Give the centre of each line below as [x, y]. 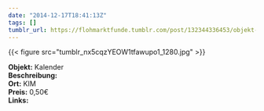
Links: [18, 100]
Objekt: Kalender [36, 67]
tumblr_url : [27, 30]
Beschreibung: [33, 76]
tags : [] [22, 23]
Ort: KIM [22, 84]
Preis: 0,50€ [28, 92]
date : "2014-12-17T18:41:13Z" [58, 15]
